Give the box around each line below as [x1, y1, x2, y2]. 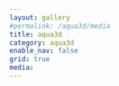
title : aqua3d [9, 30, 63, 39]
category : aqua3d [9, 38, 75, 47]
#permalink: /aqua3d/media [9, 21, 111, 30]
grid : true [9, 55, 50, 64]
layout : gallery [9, 13, 70, 22]
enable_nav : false [9, 47, 78, 56]
